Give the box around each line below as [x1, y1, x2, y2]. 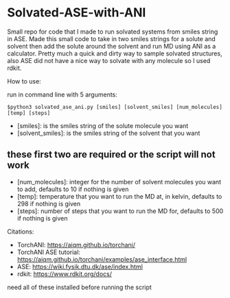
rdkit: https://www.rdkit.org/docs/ [16, 269, 112, 278]
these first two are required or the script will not [7, 149, 216, 160]
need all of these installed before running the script [7, 283, 152, 291]
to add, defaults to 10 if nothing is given [16, 185, 129, 193]
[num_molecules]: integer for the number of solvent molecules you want [16, 177, 222, 186]
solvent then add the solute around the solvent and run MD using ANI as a [7, 42, 216, 50]
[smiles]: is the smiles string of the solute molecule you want [16, 121, 189, 129]
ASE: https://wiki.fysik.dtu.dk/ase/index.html [16, 262, 143, 271]
